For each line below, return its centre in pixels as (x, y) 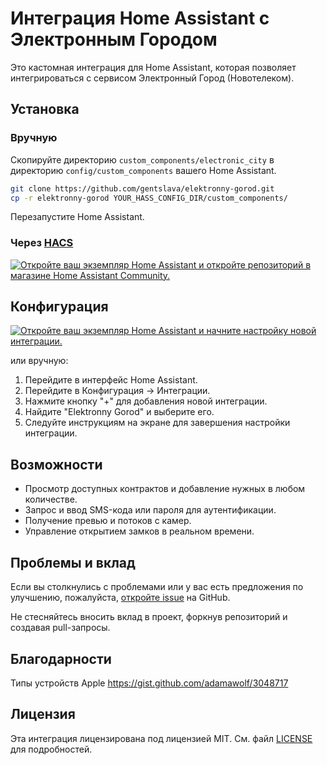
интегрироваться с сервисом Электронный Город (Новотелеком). (152, 78)
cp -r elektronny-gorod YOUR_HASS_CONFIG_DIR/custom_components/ (149, 198)
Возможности (56, 464)
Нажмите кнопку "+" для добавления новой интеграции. (146, 401)
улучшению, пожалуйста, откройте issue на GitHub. (120, 598)
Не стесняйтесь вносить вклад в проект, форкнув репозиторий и (149, 617)
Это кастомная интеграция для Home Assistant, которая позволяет (153, 67)
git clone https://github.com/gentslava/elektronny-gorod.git (142, 188)
